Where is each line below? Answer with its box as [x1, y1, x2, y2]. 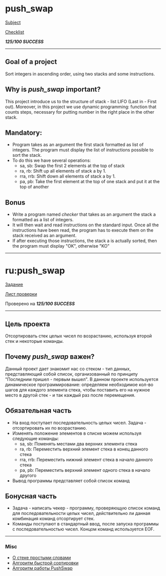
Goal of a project [5, 58, 57, 66]
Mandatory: [5, 128, 42, 137]
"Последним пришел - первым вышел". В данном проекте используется [5, 376, 159, 382]
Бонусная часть [5, 492, 57, 500]
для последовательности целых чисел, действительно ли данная [12, 511, 151, 516]
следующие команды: [12, 435, 59, 442]
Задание [5, 281, 23, 288]
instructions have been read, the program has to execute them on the [12, 227, 154, 233]
